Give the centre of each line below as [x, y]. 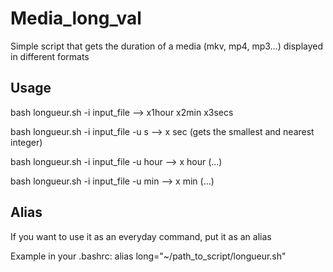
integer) [26, 142]
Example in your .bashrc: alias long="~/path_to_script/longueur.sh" [148, 256]
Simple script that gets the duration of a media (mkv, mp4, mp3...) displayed [167, 46]
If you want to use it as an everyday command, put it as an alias [141, 236]
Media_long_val [76, 18]
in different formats [50, 56]
